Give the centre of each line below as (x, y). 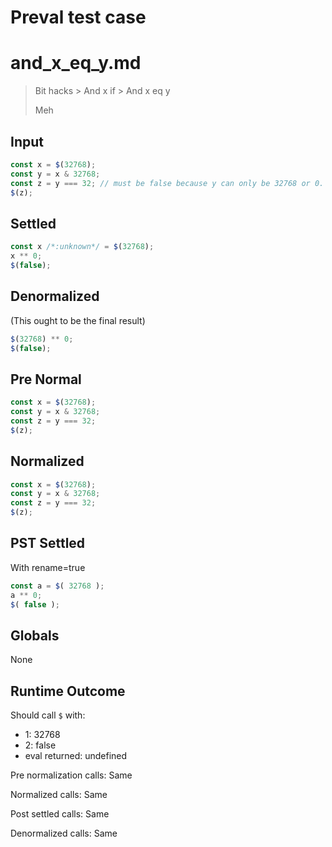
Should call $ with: (48, 715)
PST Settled (48, 543)
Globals (35, 635)
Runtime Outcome (68, 691)
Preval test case (78, 17)
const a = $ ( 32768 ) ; (57, 586)
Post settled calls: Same (60, 814)
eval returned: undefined (76, 756)
